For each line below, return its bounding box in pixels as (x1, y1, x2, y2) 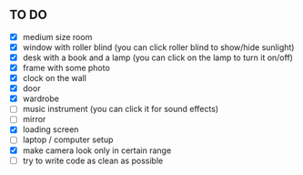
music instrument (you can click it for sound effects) (22, 104, 219, 115)
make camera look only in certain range (22, 145, 172, 156)
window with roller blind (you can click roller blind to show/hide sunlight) (22, 41, 295, 53)
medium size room (22, 31, 93, 42)
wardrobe (22, 93, 59, 104)
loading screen (22, 124, 79, 135)
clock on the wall (22, 73, 86, 84)
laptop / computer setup (22, 134, 114, 145)
